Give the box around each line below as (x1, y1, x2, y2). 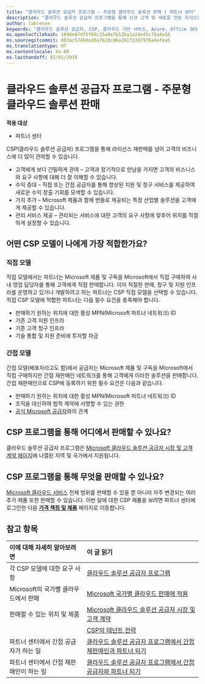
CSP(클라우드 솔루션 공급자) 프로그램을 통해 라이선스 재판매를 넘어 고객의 (6, 145, 181, 153)
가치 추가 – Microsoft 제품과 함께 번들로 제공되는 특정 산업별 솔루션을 (15, 196, 180, 203)
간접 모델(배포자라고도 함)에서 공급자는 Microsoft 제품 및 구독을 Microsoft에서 (6, 364, 193, 371)
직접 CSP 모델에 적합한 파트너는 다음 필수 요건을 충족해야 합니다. (6, 297, 160, 304)
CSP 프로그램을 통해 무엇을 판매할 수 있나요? (6, 471, 164, 482)
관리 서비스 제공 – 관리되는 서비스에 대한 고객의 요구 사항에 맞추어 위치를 (15, 211, 187, 218)
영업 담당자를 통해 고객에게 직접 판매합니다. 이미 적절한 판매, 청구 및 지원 (12, 281, 185, 289)
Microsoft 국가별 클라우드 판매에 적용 (86, 589, 189, 598)
